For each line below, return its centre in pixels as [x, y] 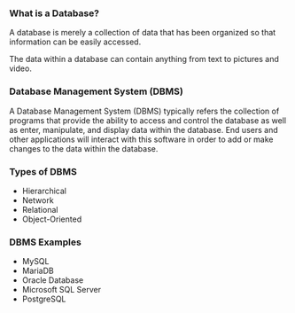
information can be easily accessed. [75, 42]
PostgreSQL [44, 299]
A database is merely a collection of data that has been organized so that [143, 33]
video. [21, 68]
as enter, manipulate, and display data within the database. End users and [144, 129]
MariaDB [38, 271]
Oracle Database [53, 280]
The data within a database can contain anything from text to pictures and [144, 59]
